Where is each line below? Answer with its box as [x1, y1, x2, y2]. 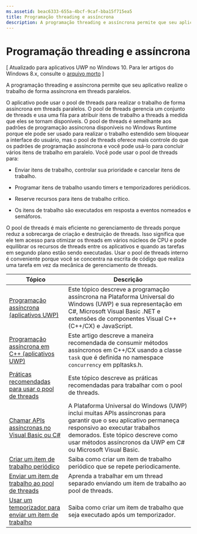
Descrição [113, 276, 143, 284]
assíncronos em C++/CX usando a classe [68, 346, 182, 354]
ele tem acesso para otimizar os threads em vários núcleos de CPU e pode [6, 237, 187, 244]
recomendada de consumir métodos [68, 339, 168, 347]
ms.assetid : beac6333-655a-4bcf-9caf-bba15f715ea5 [6, 8, 133, 15]
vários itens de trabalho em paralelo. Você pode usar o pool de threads [6, 149, 178, 156]
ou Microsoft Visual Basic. [68, 446, 140, 454]
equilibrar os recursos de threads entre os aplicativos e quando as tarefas [6, 243, 185, 250]
